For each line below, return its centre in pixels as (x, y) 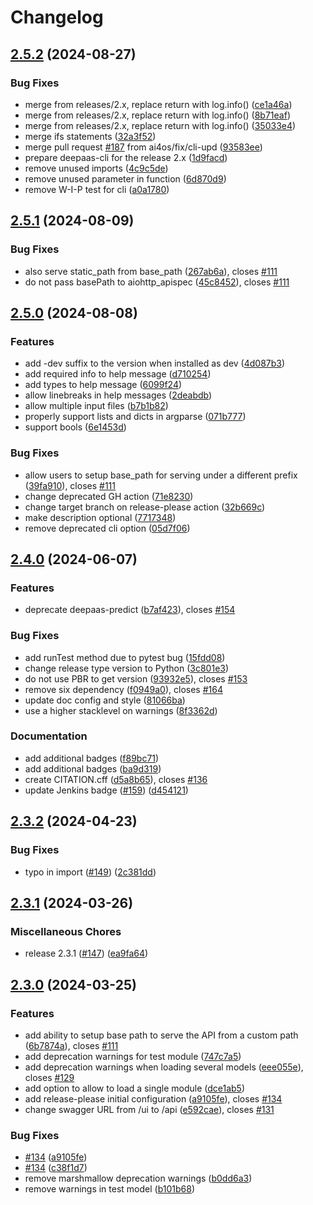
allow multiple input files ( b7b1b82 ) (96, 406)
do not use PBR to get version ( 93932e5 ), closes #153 (136, 678)
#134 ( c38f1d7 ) (56, 1168)
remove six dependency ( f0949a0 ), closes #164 (123, 689)
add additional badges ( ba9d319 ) (93, 768)
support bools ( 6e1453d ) (75, 427)
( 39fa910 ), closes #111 (70, 485)
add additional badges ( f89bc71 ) (92, 758)
